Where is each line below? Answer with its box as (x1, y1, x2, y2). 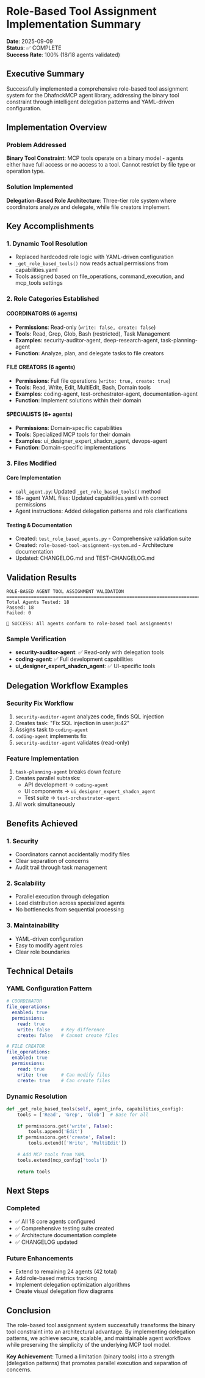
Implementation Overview (6, 122, 107, 133)
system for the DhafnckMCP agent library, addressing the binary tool (6, 91, 179, 99)
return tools (17, 1169, 51, 1175)
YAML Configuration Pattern (6, 984, 92, 993)
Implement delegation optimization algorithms (15, 1281, 131, 1289)
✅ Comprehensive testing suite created (15, 1225, 115, 1232)
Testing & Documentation (6, 521, 72, 529)
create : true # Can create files (17, 1077, 111, 1083)
